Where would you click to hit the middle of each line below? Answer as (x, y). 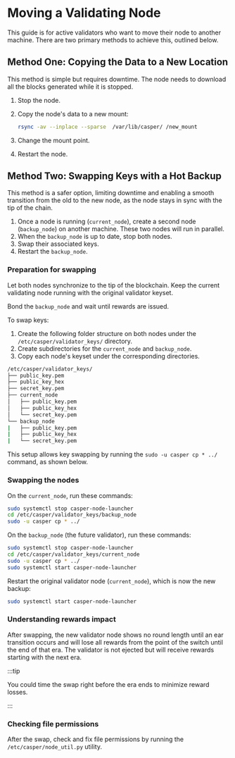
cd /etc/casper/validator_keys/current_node (74, 554)
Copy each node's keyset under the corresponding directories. (109, 356)
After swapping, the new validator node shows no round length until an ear (115, 635)
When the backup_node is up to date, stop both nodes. (95, 237)
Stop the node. (39, 100)
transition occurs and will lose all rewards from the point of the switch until (115, 642)
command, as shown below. (47, 462)
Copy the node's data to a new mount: (73, 113)
